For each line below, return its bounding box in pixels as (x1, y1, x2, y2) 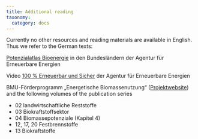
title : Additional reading (6, 8, 74, 15)
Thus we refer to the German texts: (6, 43, 93, 50)
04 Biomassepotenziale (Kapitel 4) (14, 114, 101, 122)
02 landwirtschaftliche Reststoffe (14, 102, 97, 109)
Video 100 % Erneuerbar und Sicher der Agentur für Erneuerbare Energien (6, 72, 190, 80)
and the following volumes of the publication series (6, 90, 133, 98)
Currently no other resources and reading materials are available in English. (6, 37, 193, 44)
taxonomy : (6, 14, 31, 20)
